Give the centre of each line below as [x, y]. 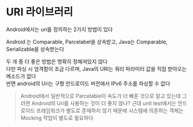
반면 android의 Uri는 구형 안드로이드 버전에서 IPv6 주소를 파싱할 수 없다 [88, 83]
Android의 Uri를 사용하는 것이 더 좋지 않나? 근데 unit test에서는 [104, 103]
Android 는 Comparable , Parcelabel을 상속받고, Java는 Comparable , [87, 42]
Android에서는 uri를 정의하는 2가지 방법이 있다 [60, 29]
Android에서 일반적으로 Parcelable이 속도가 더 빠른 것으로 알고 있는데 [100, 96]
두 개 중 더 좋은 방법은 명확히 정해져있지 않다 [57, 61]
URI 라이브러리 [40, 12]
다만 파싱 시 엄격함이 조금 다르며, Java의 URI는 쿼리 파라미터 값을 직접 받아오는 [97, 68]
